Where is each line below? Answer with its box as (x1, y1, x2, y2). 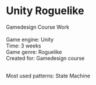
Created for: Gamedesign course (6, 55, 85, 62)
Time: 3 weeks (6, 42, 42, 49)
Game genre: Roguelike (6, 48, 62, 55)
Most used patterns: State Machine (6, 72, 90, 79)
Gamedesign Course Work (6, 23, 70, 30)
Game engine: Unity (6, 36, 54, 43)
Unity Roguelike (6, 4, 84, 18)
